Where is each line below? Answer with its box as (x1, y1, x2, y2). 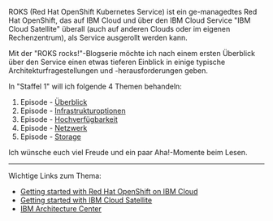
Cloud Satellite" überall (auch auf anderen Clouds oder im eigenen (8, 24, 231, 33)
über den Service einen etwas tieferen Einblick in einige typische (8, 57, 226, 67)
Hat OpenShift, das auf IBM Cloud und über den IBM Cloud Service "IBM (8, 15, 251, 25)
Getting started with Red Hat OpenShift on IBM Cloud (19, 187, 198, 196)
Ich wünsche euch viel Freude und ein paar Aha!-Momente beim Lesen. (8, 148, 248, 157)
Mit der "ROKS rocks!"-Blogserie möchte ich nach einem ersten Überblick (8, 49, 256, 58)
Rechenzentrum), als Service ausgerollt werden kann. (8, 32, 188, 42)
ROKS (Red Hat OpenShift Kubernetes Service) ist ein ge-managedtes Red (8, 7, 258, 16)
